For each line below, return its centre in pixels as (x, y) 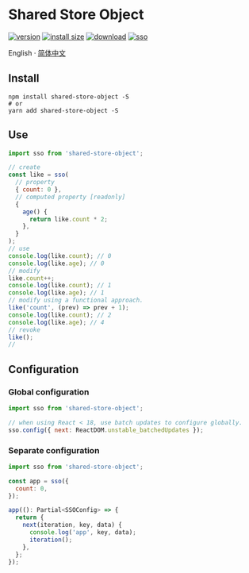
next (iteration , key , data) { (73, 525)
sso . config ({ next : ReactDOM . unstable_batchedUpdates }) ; (106, 430)
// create (25, 167)
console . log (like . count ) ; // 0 (60, 256)
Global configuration (49, 392)
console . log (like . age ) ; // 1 (56, 293)
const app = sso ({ (38, 481)
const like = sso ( (38, 175)
